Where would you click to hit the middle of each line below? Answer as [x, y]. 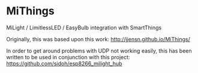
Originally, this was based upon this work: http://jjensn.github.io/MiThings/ [98, 39]
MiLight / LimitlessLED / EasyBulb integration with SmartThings [84, 28]
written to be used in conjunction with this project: [68, 57]
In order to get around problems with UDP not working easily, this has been [99, 51]
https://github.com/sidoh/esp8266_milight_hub [64, 63]
